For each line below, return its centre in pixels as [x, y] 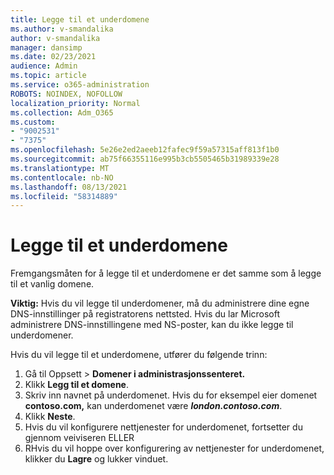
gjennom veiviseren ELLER [79, 438]
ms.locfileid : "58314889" [64, 196]
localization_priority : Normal [75, 103]
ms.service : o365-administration [80, 85]
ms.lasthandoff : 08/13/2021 [69, 187]
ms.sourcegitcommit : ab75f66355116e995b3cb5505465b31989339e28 [145, 159]
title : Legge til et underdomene [80, 19]
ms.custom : [33, 122]
